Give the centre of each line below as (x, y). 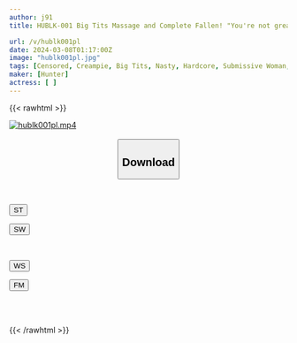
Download (148, 162)
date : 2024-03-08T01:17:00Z (61, 50)
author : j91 (31, 17)
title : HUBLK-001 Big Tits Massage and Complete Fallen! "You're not (140, 26)
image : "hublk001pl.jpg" (55, 58)
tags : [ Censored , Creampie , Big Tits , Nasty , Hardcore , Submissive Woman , (150, 66)
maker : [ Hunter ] (39, 75)
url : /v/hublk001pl (45, 42)
